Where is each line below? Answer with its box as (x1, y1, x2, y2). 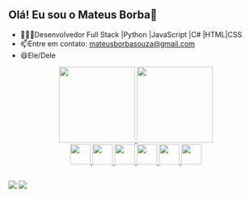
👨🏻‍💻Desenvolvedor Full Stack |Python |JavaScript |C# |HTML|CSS (19, 29, 243, 39)
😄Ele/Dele (19, 50, 57, 60)
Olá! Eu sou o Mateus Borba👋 (8, 8, 158, 22)
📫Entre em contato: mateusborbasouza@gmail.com (19, 38, 196, 49)
